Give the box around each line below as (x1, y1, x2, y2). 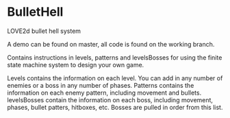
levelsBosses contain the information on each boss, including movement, (7, 95, 214, 104)
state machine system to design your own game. (7, 60, 144, 69)
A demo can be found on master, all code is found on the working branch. (7, 40, 215, 48)
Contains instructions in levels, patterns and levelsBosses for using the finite (7, 53, 222, 62)
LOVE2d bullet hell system (7, 27, 81, 35)
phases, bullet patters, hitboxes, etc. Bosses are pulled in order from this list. (7, 103, 223, 111)
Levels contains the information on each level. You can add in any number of (7, 73, 223, 82)
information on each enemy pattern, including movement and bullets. (7, 88, 202, 97)
